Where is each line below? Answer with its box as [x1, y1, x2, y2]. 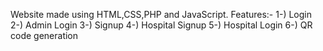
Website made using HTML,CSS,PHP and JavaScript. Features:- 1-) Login [10, 9, 312, 20]
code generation [10, 30, 79, 41]
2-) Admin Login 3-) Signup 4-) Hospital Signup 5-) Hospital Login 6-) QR [10, 19, 313, 31]
